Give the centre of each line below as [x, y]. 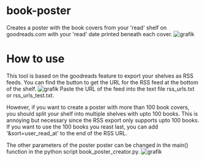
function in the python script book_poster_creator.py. [73, 151]
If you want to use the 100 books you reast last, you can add [82, 127]
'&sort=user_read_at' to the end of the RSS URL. [67, 133]
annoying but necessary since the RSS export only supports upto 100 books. [103, 120]
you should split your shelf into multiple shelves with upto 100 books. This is [102, 113]
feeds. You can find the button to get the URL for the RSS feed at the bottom [102, 82]
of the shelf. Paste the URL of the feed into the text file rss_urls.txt [100, 89]
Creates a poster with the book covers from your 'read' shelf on [87, 28]
